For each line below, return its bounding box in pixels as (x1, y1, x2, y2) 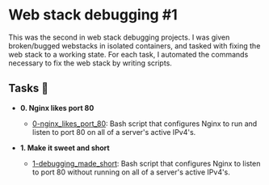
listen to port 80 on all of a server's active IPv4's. (32, 127, 196, 137)
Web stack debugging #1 (8, 6, 178, 24)
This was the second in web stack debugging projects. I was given (8, 32, 230, 42)
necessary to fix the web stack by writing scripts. (8, 58, 172, 68)
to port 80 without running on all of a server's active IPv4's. (32, 167, 230, 177)
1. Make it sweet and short (19, 143, 111, 153)
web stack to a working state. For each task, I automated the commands (8, 49, 249, 59)
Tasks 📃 (8, 82, 49, 95)
